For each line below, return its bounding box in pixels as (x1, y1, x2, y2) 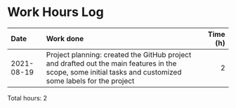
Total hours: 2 (7, 93, 48, 102)
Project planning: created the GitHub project (46, 49, 192, 59)
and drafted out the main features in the (46, 59, 177, 68)
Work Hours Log (7, 4, 104, 20)
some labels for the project (46, 76, 135, 86)
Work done (46, 33, 84, 43)
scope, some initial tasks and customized (46, 67, 182, 77)
